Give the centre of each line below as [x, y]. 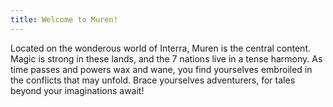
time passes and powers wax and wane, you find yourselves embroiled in [161, 69]
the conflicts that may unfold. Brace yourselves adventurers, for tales [153, 80]
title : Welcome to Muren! [64, 19]
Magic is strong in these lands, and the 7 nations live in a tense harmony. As [166, 58]
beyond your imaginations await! [77, 90]
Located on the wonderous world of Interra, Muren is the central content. [160, 48]
